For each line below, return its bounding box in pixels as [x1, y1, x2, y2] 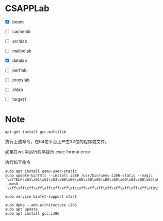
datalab [12, 58, 28, 63]
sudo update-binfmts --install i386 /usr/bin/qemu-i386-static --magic [5, 173, 153, 178]
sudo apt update [5, 207, 38, 212]
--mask [5, 182, 18, 187]
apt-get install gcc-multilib [5, 130, 66, 134]
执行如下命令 [5, 159, 31, 165]
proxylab [12, 77, 30, 83]
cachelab [12, 29, 31, 34]
